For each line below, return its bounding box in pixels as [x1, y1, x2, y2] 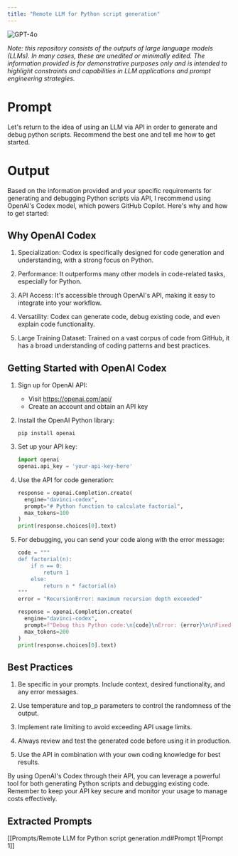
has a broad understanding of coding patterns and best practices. [17, 341, 211, 350]
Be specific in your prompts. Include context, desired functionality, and [17, 680, 225, 689]
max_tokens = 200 [24, 628, 70, 635]
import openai [17, 456, 60, 464]
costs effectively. [7, 795, 58, 803]
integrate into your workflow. [17, 298, 102, 307]
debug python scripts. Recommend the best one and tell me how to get [7, 130, 215, 139]
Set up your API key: [17, 442, 78, 451]
